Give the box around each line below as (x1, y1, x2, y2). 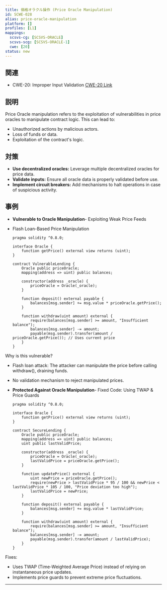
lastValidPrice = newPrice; (30, 489, 88, 494)
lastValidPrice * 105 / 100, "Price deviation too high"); (12, 484, 138, 490)
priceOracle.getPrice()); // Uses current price (12, 335, 115, 340)
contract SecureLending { (12, 428, 66, 433)
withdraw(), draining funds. (12, 367, 69, 373)
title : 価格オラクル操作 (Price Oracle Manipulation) (5, 7, 113, 12)
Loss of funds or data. (12, 131, 58, 137)
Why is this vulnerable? (5, 352, 53, 358)
